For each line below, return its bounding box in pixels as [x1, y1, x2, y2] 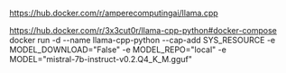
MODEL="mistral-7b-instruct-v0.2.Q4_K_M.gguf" [9, 54, 192, 64]
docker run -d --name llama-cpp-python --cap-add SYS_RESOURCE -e [9, 35, 276, 45]
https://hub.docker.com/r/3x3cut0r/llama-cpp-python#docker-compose [9, 25, 278, 35]
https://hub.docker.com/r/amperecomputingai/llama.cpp [9, 8, 218, 18]
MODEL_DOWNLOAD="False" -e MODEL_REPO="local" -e [9, 44, 227, 55]
